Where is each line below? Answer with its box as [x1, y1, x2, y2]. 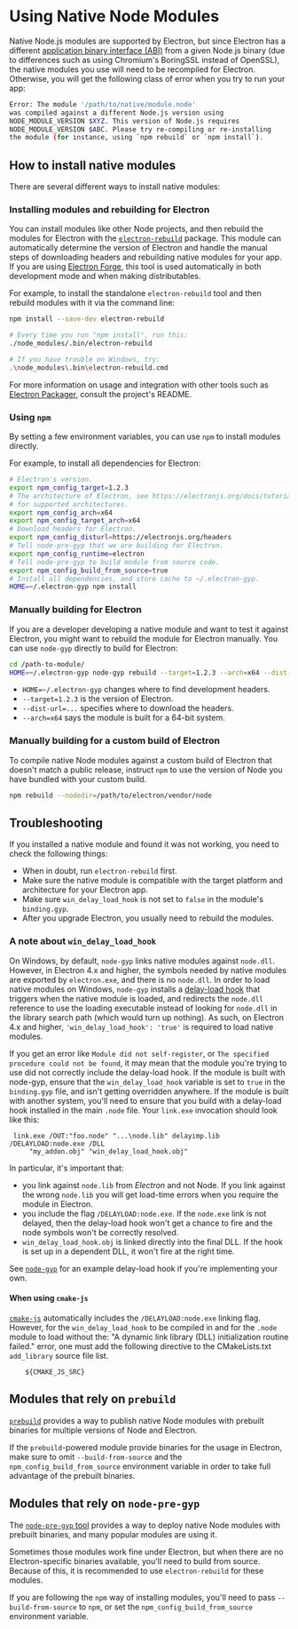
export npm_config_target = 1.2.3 [9, 483, 129, 492]
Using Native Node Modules [9, 6, 220, 27]
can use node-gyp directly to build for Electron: [9, 643, 178, 653]
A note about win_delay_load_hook [9, 935, 157, 947]
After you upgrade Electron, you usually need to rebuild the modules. [21, 913, 274, 923]
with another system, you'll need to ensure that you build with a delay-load [9, 1095, 282, 1106]
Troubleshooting [9, 815, 104, 830]
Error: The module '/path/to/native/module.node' [9, 100, 197, 108]
